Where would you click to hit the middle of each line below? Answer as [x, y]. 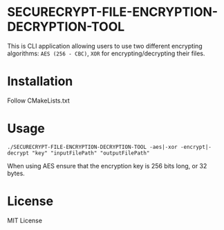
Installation [40, 81]
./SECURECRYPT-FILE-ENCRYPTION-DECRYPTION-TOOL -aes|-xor [92, 147]
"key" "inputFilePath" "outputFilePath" [91, 153]
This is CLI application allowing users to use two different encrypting [105, 46]
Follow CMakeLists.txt [39, 100]
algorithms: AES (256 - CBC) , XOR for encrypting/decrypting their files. [106, 53]
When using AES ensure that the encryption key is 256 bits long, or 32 [107, 166]
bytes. [16, 173]
